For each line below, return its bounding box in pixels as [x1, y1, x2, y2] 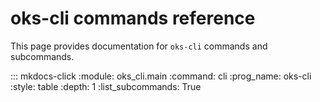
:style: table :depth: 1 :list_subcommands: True [10, 80, 202, 92]
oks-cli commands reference [10, 7, 256, 30]
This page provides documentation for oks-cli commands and [10, 40, 268, 52]
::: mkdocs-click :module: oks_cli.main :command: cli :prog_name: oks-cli [10, 70, 312, 82]
